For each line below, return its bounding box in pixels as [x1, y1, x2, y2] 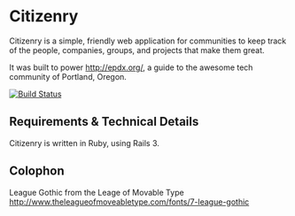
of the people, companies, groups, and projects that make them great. [9, 44, 265, 55]
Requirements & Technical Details [9, 114, 199, 129]
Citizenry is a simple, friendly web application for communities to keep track [9, 35, 287, 46]
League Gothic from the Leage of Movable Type [9, 187, 184, 197]
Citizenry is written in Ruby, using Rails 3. [9, 137, 159, 148]
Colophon [9, 164, 65, 179]
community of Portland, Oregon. [9, 71, 127, 81]
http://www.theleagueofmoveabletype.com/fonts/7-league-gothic [9, 197, 250, 207]
